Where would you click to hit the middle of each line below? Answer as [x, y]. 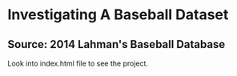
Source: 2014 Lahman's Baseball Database [116, 44]
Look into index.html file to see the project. [78, 63]
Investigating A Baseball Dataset [118, 15]
